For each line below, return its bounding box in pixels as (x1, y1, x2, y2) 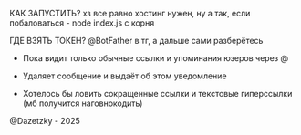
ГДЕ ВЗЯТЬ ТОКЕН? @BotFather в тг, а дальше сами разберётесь (9, 36, 264, 46)
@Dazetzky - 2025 (9, 116, 80, 126)
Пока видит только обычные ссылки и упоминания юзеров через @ (22, 53, 289, 63)
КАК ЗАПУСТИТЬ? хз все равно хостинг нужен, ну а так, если (9, 8, 251, 18)
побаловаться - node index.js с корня (9, 17, 155, 28)
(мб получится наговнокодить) (22, 98, 143, 109)
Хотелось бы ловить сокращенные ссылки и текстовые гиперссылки (22, 88, 293, 99)
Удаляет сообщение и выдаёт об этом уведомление (22, 70, 227, 81)
